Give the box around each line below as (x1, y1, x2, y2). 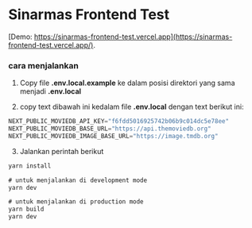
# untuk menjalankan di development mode (8, 176, 148, 184)
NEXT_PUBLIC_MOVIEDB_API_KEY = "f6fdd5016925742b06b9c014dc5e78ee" (8, 118, 229, 126)
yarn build (8, 205, 45, 214)
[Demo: (8, 32, 33, 41)
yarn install (8, 161, 52, 170)
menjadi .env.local (19, 87, 82, 96)
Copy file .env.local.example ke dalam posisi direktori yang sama (19, 78, 235, 88)
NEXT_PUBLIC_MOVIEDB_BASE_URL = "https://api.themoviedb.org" (8, 125, 212, 133)
